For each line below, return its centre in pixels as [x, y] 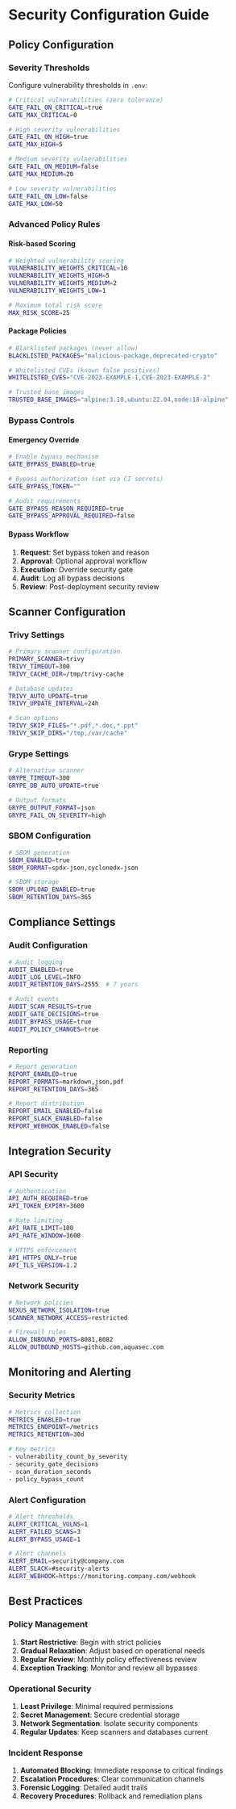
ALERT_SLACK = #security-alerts [59, 1569]
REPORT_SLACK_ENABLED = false [56, 1119]
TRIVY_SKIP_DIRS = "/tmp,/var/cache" [68, 733]
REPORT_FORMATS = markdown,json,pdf [66, 1082]
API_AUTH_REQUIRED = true [48, 1199]
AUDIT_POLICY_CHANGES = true [54, 1029]
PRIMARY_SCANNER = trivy [46, 660]
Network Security [44, 1286]
